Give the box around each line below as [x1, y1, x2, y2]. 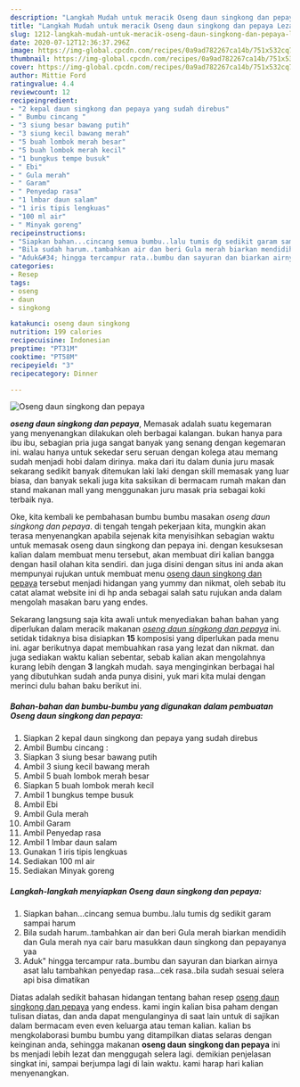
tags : [10, 278, 30, 287]
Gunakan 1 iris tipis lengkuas [22, 846, 128, 857]
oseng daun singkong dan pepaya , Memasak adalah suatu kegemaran [10, 418, 272, 429]
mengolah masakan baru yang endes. [10, 597, 149, 607]
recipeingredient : [10, 95, 78, 105]
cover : [10, 63, 35, 72]
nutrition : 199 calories [10, 327, 102, 337]
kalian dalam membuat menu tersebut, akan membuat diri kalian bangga [10, 549, 275, 560]
